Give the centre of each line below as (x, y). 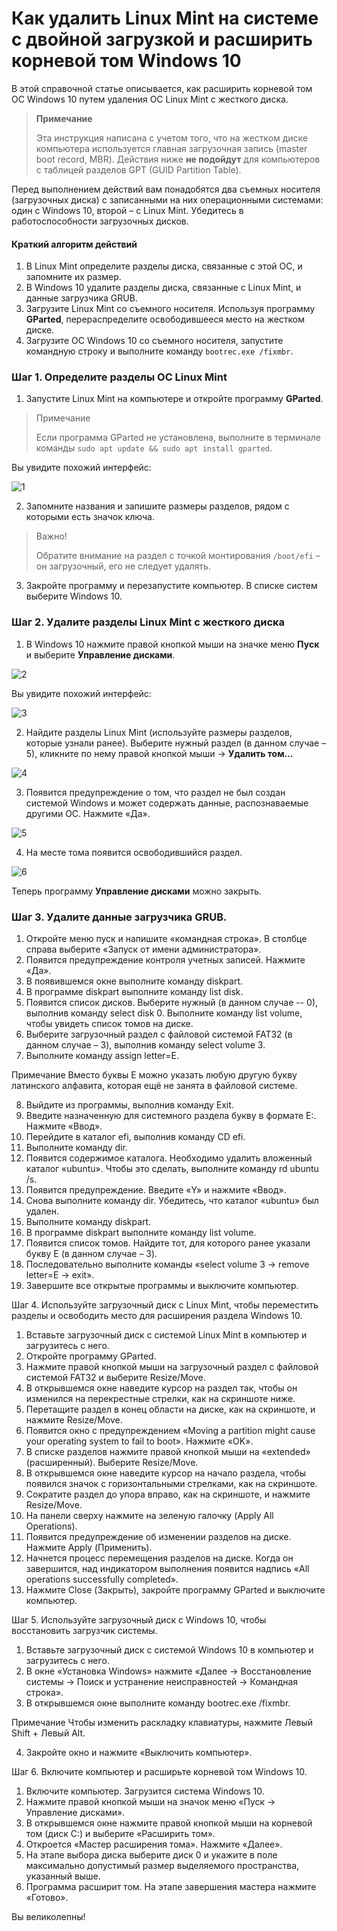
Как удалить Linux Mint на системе (165, 18)
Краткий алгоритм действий (74, 244)
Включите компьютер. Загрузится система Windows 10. (145, 1791)
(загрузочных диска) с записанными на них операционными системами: (167, 199)
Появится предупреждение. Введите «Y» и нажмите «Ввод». (156, 1190)
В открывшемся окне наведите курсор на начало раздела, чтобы (166, 1473)
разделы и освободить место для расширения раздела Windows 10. (157, 1316)
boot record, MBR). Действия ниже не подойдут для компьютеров (178, 159)
